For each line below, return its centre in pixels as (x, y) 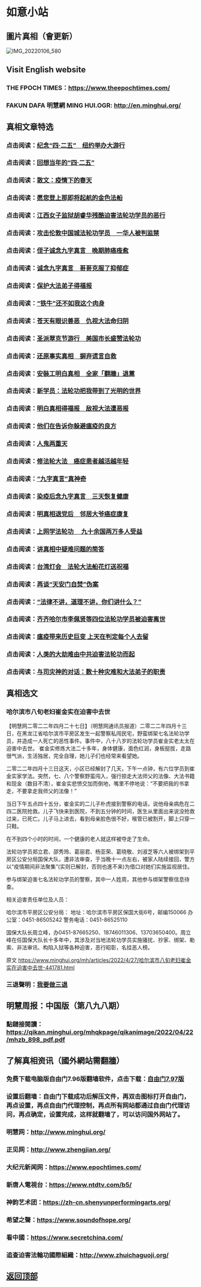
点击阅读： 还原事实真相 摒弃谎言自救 (61, 356)
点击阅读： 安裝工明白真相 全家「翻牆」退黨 (71, 374)
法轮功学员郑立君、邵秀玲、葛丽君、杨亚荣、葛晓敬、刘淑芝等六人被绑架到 (98, 851)
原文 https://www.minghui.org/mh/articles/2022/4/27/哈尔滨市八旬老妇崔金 (99, 960)
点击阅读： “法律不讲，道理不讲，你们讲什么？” (74, 602)
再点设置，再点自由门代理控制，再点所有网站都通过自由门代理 (95, 1106)
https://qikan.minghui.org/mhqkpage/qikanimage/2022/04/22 (100, 1032)
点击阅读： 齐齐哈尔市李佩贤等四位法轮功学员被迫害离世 (86, 619)
